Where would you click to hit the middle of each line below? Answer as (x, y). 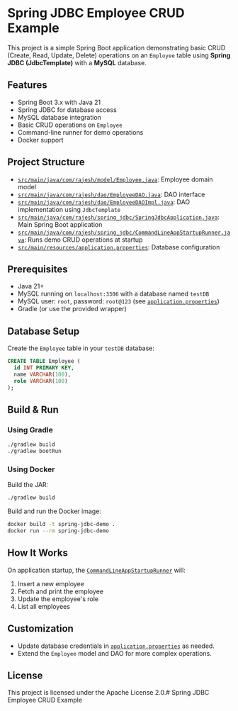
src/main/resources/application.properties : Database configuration (119, 247)
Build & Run (33, 409)
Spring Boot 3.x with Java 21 (59, 102)
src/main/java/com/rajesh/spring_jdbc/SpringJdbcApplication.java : (118, 217)
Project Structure (46, 162)
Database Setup (44, 331)
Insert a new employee (51, 583)
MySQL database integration (59, 117)
